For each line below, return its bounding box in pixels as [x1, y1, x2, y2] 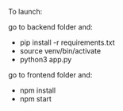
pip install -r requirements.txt [19, 38, 115, 47]
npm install [19, 85, 56, 95]
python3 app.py [19, 55, 72, 64]
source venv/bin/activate [19, 46, 102, 55]
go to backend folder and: [8, 22, 93, 31]
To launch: [8, 7, 43, 16]
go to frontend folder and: [8, 70, 93, 79]
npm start [19, 94, 52, 103]
